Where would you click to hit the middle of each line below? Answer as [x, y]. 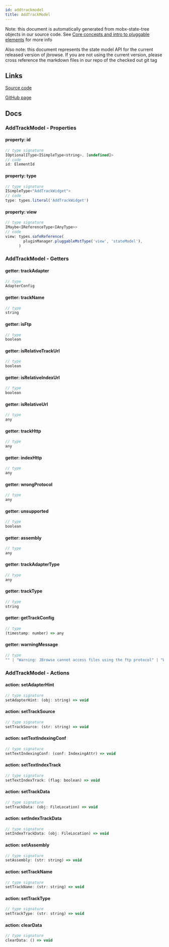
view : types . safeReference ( [35, 236]
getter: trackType [24, 591]
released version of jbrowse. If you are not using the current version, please [84, 55]
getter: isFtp [18, 324]
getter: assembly [23, 538]
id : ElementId [20, 164]
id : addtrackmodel [24, 10]
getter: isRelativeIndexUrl [33, 377]
